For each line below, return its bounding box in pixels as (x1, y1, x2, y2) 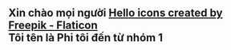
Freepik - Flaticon (8, 19, 98, 33)
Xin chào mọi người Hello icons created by (8, 6, 223, 20)
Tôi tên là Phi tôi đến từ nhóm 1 (8, 31, 163, 44)
